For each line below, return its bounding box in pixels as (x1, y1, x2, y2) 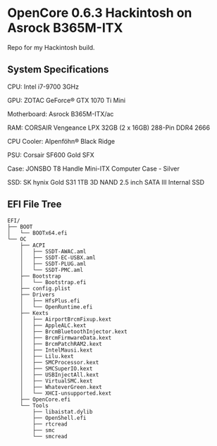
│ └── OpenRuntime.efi (20, 303, 93, 311)
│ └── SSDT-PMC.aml (20, 266, 83, 273)
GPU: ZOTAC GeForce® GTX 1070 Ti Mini (7, 96, 125, 104)
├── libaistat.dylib (32, 408, 93, 415)
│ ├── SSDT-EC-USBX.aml (20, 254, 97, 261)
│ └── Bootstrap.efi (20, 278, 87, 286)
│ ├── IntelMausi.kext (20, 347, 93, 354)
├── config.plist (20, 285, 71, 292)
